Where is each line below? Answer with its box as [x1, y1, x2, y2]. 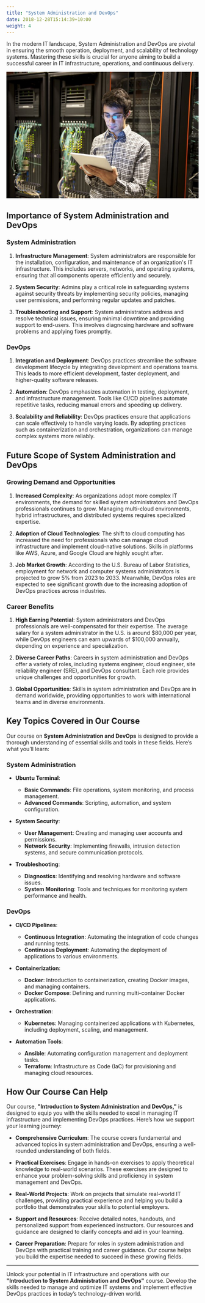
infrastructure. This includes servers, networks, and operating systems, [15, 265, 195, 272]
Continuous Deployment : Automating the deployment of [24, 946, 167, 953]
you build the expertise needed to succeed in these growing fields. [15, 1253, 184, 1260]
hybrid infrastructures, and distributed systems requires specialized [15, 511, 186, 519]
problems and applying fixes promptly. [15, 328, 112, 335]
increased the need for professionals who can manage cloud [15, 536, 168, 543]
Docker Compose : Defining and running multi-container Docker [24, 989, 185, 996]
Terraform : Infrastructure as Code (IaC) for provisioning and [24, 1062, 176, 1070]
